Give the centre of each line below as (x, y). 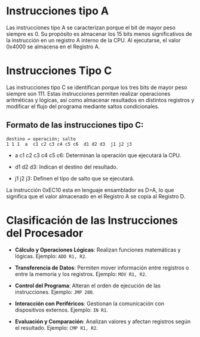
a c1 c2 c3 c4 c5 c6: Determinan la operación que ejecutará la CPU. (98, 155)
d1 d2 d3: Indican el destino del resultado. (66, 167)
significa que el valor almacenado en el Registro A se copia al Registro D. (96, 196)
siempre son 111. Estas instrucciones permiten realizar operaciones (88, 93)
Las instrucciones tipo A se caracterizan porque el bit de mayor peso (91, 27)
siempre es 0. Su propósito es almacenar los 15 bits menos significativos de (99, 33)
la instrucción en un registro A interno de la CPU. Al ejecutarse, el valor (93, 40)
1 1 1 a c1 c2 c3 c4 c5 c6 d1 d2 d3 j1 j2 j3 (69, 144)
